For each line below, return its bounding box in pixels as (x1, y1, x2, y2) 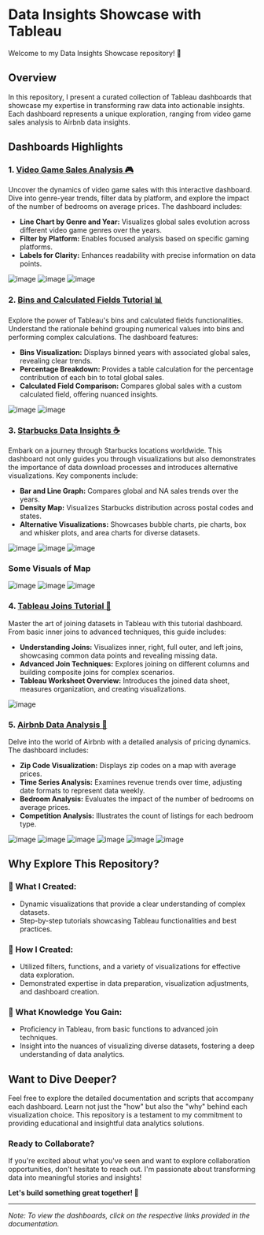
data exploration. (19, 970, 75, 979)
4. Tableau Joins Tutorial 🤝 (8, 601, 112, 612)
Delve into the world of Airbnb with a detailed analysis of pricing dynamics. (8, 737, 251, 746)
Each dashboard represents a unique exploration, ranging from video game (8, 109, 251, 118)
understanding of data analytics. (19, 1050, 125, 1059)
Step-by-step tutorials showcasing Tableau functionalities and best (19, 916, 237, 925)
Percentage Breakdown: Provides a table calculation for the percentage (19, 364, 254, 374)
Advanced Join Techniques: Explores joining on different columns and (19, 659, 250, 668)
